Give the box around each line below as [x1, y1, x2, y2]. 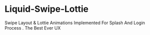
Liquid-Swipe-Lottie [4, 3, 89, 15]
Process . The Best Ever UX [4, 25, 61, 31]
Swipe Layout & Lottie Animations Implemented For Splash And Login [4, 20, 145, 26]
